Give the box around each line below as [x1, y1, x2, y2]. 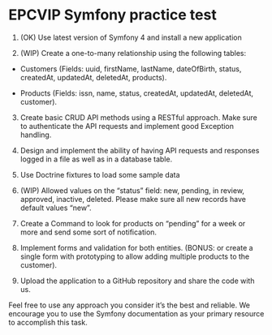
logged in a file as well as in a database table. [19, 154, 173, 164]
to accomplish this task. [8, 317, 88, 327]
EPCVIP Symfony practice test [8, 6, 217, 24]
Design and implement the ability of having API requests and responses [19, 145, 260, 155]
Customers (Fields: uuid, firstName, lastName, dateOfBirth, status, [19, 63, 242, 74]
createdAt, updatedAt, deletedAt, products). [19, 72, 167, 82]
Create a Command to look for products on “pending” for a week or [19, 218, 246, 228]
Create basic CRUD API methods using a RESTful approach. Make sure [19, 112, 257, 122]
